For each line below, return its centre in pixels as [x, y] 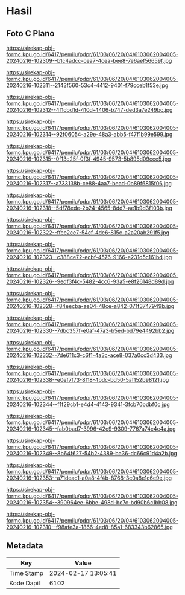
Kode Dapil [25, 583]
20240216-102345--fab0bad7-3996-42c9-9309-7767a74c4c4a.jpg [91, 429]
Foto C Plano [30, 34]
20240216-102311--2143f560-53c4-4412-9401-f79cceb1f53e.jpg [87, 85]
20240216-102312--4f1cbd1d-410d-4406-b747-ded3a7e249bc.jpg [89, 110]
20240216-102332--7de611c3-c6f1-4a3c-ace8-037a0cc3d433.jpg [89, 355]
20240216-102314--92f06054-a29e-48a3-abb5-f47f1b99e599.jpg [89, 134]
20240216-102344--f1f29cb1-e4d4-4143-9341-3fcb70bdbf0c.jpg [88, 404]
